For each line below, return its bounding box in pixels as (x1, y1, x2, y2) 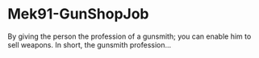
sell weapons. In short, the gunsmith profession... (7, 39, 172, 49)
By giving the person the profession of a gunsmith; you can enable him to (7, 31, 252, 41)
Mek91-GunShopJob (7, 5, 150, 23)
